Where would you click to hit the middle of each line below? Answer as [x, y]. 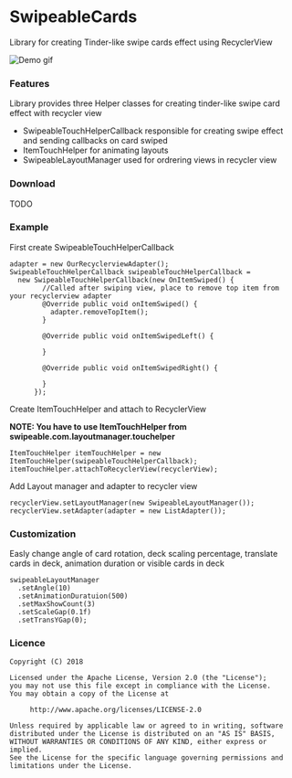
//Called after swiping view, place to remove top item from [161, 288]
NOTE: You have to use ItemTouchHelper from [98, 426]
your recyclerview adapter [61, 296]
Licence [27, 644]
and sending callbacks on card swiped [95, 141]
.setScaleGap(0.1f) [55, 613]
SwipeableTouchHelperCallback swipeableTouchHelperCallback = [130, 272]
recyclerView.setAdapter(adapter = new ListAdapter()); [118, 511]
